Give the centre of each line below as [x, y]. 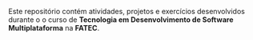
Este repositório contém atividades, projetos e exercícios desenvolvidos [127, 11]
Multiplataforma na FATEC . [54, 28]
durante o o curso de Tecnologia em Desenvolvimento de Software [121, 20]
